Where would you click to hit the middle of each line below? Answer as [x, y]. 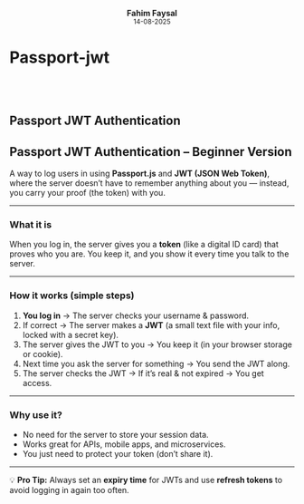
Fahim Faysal [152, 13]
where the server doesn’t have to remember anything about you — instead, [149, 183]
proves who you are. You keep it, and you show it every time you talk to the [149, 254]
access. [37, 383]
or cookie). [43, 354]
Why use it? [36, 414]
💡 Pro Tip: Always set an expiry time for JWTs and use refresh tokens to [146, 480]
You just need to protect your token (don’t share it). [118, 454]
